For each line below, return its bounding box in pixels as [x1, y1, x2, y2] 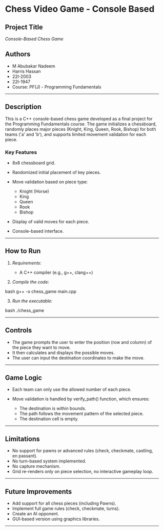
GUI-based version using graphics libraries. [12, 516, 100, 522]
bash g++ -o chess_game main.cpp [5, 288, 77, 294]
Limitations [5, 434, 40, 443]
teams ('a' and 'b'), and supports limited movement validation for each [5, 131, 146, 137]
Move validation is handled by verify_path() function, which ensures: [12, 396, 150, 402]
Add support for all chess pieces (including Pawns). [12, 500, 116, 506]
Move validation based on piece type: [12, 179, 88, 185]
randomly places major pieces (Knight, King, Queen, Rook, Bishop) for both [5, 126, 156, 132]
